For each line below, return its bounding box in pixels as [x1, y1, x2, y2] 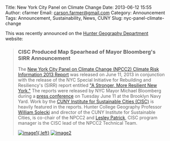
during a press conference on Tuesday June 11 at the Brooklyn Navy [17, 93, 161, 99]
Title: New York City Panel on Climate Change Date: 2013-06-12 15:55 [5, 5, 152, 10]
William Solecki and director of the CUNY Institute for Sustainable [17, 109, 156, 116]
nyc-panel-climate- [123, 15, 164, 21]
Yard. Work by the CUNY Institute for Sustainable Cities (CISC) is [17, 98, 154, 104]
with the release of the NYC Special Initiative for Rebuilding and [17, 77, 152, 83]
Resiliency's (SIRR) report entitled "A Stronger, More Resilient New [17, 82, 157, 88]
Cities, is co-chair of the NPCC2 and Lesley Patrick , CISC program [17, 115, 158, 121]
